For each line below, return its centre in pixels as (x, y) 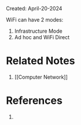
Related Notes (41, 61)
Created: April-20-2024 (34, 8)
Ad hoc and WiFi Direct (42, 37)
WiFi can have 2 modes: (35, 20)
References (34, 101)
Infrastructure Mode (38, 31)
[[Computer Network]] (41, 77)
